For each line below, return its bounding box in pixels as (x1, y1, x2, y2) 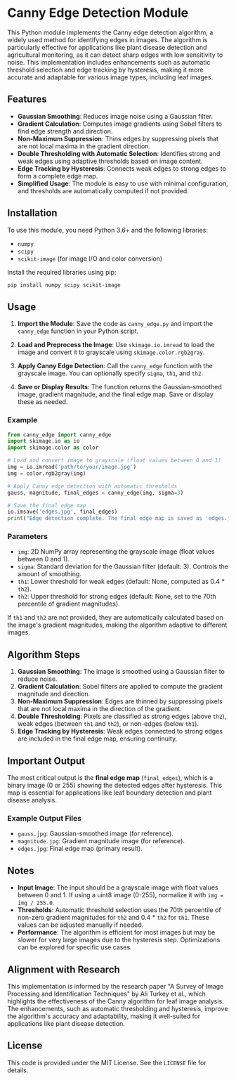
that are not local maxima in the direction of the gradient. (17, 705, 183, 713)
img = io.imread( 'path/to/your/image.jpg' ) (7, 464, 137, 471)
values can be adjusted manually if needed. (17, 920, 144, 929)
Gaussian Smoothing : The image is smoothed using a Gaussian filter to (17, 668, 225, 676)
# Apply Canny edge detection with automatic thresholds (7, 483, 178, 490)
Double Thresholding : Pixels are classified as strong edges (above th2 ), (17, 712, 227, 721)
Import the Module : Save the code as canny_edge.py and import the (17, 320, 213, 328)
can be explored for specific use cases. (17, 943, 132, 951)
